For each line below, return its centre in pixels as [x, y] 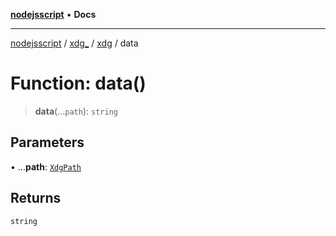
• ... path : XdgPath [46, 166]
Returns [36, 198]
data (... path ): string [76, 111]
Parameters [47, 142]
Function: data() [78, 83]
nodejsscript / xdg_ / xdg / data [74, 43]
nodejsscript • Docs [53, 14]
